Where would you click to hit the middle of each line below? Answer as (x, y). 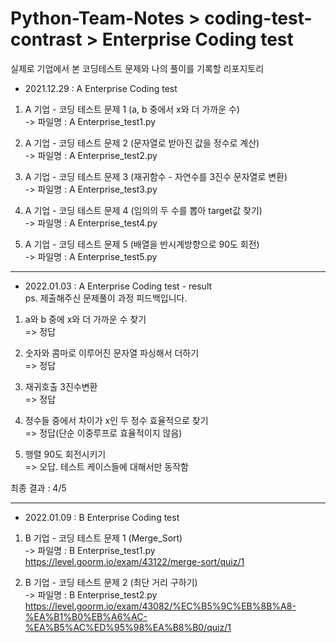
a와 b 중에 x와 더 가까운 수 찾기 (85, 319)
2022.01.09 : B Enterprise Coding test (102, 517)
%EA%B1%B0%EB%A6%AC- (86, 616)
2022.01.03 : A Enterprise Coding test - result (118, 286)
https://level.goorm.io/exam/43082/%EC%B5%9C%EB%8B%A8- (160, 606)
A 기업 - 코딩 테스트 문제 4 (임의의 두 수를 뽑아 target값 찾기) (143, 210)
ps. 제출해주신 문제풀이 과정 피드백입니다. (106, 298)
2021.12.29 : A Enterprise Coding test (101, 88)
